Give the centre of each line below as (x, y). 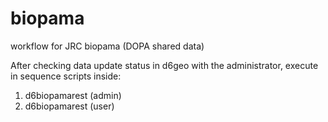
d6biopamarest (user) (69, 106)
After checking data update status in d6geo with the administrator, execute (164, 65)
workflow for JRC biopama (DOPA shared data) (107, 46)
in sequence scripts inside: (66, 76)
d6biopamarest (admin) (73, 95)
